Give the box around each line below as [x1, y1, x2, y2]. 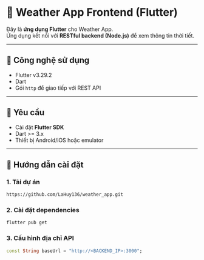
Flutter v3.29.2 [15, 71, 52, 78]
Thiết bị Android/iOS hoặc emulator [15, 136, 104, 144]
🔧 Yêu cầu [6, 107, 45, 118]
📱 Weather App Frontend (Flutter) [6, 5, 178, 19]
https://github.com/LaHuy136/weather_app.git [6, 192, 123, 198]
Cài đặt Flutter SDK [15, 124, 64, 131]
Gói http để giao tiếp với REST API [15, 84, 101, 92]
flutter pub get [6, 219, 47, 226]
